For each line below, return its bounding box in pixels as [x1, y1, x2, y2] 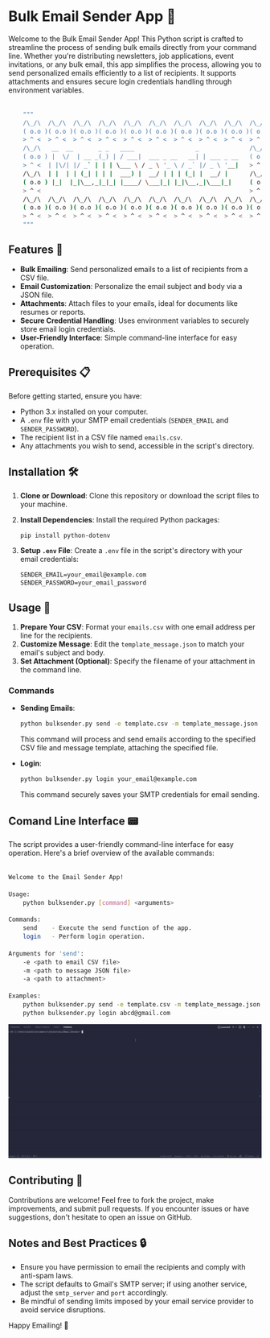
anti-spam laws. [19, 1270, 74, 1280]
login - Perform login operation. [22, 933, 146, 941]
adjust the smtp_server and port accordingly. [19, 1287, 169, 1297]
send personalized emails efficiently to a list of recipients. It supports [8, 68, 237, 77]
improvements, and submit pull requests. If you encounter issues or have [8, 1204, 250, 1213]
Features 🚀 [8, 243, 63, 257]
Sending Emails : [19, 704, 76, 713]
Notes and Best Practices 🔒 [8, 1237, 147, 1250]
